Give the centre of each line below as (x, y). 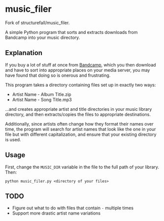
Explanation (24, 53)
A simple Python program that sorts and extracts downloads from (71, 32)
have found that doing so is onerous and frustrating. (58, 75)
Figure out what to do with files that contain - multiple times (73, 208)
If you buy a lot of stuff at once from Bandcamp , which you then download (81, 64)
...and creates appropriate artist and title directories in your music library (79, 109)
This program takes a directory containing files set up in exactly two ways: (81, 85)
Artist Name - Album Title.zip (42, 94)
